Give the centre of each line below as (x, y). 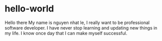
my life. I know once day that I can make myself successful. (66, 33)
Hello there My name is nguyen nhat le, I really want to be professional (77, 22)
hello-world (29, 9)
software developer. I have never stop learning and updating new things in (81, 27)
